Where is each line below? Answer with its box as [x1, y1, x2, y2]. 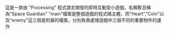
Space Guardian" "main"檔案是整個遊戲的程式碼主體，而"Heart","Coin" [12, 11, 160, 17]
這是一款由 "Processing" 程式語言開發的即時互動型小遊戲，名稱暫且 [5, 5, 147, 10]
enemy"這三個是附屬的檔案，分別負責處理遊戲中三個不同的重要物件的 [12, 17, 157, 23]
